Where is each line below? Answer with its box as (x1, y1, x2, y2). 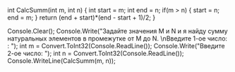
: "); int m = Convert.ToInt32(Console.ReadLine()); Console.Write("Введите (7, 42, 225, 50)
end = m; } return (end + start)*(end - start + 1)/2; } (7, 13, 156, 22)
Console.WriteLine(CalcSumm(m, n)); (7, 57, 116, 65)
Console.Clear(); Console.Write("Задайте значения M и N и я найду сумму (7, 27, 228, 35)
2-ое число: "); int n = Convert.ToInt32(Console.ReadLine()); (7, 49, 185, 57)
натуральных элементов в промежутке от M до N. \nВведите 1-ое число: (7, 34, 228, 43)
